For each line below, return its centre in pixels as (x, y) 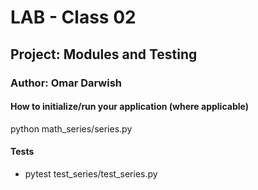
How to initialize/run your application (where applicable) (129, 107)
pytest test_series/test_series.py (91, 173)
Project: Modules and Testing (104, 54)
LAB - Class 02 (73, 17)
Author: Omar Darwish (66, 83)
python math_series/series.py (71, 128)
